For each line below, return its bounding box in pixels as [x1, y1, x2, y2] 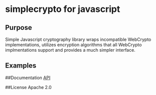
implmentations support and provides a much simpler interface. [5, 47, 136, 53]
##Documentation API [5, 75, 51, 81]
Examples [5, 61, 36, 70]
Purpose [5, 23, 32, 32]
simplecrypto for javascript [5, 3, 121, 15]
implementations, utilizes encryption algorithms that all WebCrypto [5, 42, 142, 48]
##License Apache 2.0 [5, 84, 52, 90]
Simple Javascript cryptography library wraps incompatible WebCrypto [5, 36, 152, 42]
